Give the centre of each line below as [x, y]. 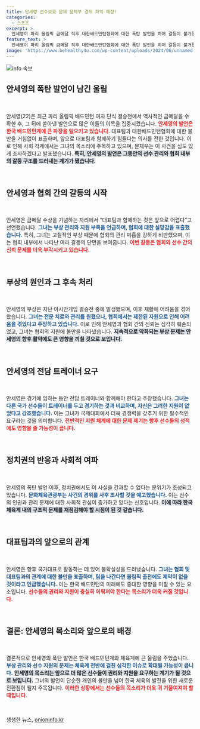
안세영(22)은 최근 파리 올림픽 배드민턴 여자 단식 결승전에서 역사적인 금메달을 [95, 116]
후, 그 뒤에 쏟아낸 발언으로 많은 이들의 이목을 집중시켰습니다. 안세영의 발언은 [105, 124]
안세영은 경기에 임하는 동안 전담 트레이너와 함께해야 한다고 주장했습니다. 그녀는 [98, 398]
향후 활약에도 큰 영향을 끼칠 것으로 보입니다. [72, 339]
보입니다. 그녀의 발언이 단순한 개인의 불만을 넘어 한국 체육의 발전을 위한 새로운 [103, 681]
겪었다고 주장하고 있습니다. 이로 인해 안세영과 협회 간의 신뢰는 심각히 [96, 324]
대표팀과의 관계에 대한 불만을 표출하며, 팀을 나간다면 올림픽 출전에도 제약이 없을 [97, 576]
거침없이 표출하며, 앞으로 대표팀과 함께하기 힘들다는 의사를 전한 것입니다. [101, 139]
